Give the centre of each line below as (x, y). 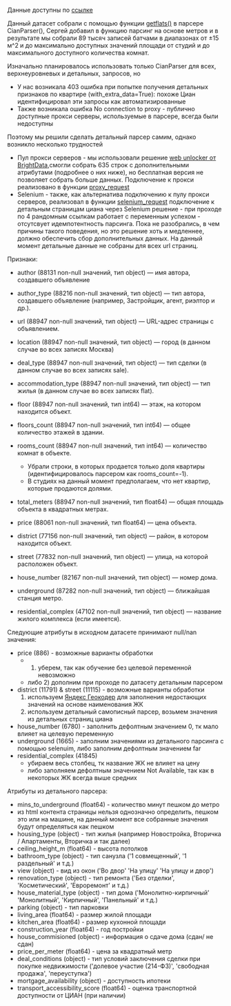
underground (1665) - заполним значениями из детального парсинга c (120, 741)
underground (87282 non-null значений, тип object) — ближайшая (113, 591)
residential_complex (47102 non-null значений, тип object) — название (119, 611)
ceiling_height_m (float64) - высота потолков (82, 848)
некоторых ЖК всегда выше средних (82, 778)
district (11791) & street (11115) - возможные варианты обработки (111, 690)
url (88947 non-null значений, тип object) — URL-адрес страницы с (115, 321)
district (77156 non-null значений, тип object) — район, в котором (113, 536)
